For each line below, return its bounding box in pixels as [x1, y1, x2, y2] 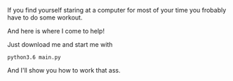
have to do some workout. [7, 13, 83, 22]
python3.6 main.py [7, 54, 61, 61]
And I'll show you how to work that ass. [7, 66, 121, 74]
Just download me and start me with [7, 40, 113, 48]
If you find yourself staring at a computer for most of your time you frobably [7, 6, 227, 14]
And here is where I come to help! [7, 27, 105, 35]
